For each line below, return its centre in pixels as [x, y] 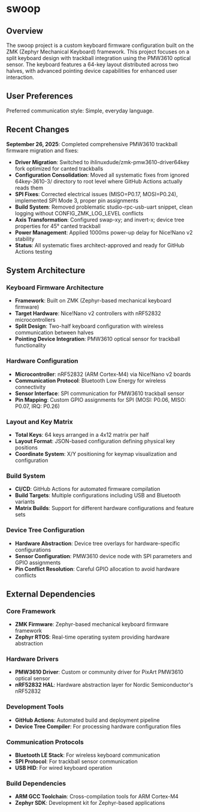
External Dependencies [51, 594]
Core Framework [31, 611]
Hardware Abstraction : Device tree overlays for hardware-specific [97, 543]
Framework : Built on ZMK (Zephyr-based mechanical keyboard [93, 301]
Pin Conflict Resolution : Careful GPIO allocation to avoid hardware [97, 569]
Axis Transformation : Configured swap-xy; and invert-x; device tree [99, 220]
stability [25, 239]
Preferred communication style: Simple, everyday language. [80, 111]
